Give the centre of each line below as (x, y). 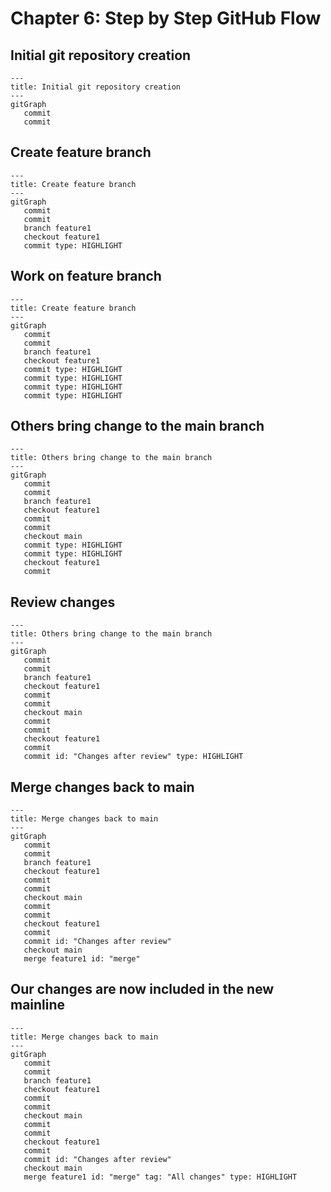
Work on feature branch (86, 276)
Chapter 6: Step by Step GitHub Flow (166, 18)
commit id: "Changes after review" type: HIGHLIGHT (133, 757)
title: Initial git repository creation (96, 87)
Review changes (63, 602)
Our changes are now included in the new (142, 989)
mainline (38, 1005)
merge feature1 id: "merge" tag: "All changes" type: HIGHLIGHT (160, 1177)
